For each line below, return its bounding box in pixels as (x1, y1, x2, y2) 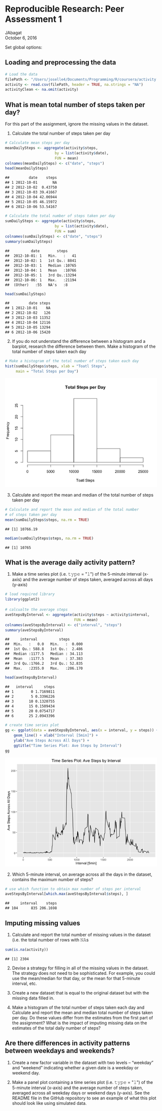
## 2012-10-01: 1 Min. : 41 (5, 253, 77, 258)
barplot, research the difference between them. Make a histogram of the (12, 343, 156, 350)
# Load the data (5, 72, 38, 77)
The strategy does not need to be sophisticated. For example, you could (12, 970, 155, 976)
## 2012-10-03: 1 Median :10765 (5, 263, 77, 268)
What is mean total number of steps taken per (5, 100, 146, 109)
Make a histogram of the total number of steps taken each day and (12, 1004, 145, 1010)
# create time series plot (5, 723, 59, 728)
